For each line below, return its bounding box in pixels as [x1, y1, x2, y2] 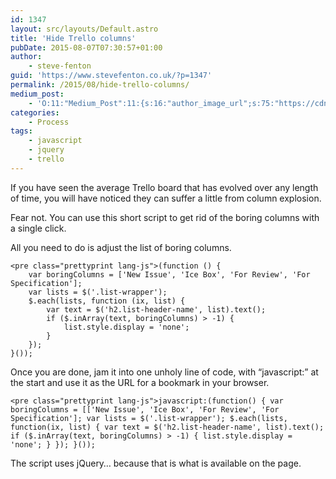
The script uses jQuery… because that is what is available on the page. [10, 457, 302, 469]
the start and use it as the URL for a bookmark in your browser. [10, 376, 270, 388]
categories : [10, 107, 60, 118]
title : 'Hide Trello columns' [10, 33, 137, 43]
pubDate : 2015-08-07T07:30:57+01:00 [10, 42, 163, 53]
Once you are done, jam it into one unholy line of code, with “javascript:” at [10, 366, 319, 378]
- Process [28, 117, 70, 127]
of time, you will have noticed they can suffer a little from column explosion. [10, 192, 322, 204]
